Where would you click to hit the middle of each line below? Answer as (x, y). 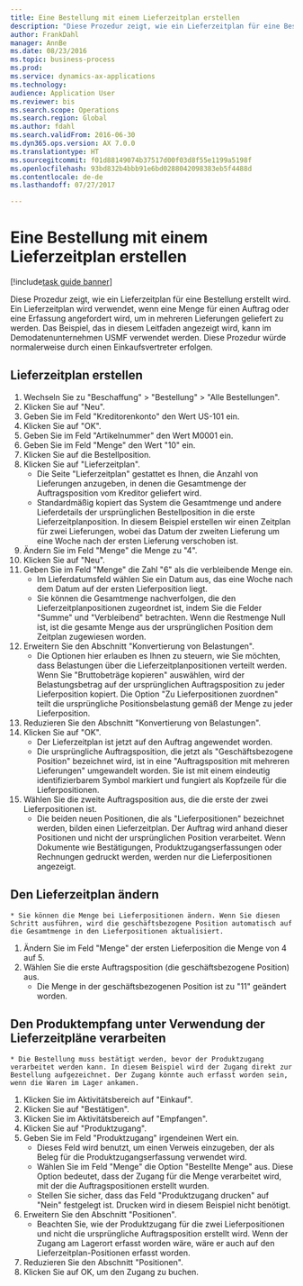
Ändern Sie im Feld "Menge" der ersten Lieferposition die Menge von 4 (155, 948)
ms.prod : (27, 68)
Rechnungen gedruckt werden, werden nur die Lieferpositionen (154, 856)
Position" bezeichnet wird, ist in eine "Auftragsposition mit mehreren (163, 761)
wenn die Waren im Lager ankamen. (75, 1082)
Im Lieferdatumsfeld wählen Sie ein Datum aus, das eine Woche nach (165, 579)
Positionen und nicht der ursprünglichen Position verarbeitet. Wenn (161, 837)
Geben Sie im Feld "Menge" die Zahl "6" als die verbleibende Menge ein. (158, 570)
